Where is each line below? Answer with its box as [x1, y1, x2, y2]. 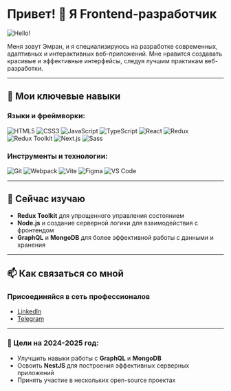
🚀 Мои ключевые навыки [7, 91, 121, 102]
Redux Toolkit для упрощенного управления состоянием [16, 211, 184, 219]
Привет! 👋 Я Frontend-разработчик [7, 6, 217, 22]
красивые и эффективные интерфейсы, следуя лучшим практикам [7, 56, 203, 65]
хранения [16, 241, 46, 249]
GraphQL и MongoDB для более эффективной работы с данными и [16, 233, 214, 241]
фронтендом [16, 226, 54, 234]
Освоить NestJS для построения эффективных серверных [16, 361, 190, 370]
